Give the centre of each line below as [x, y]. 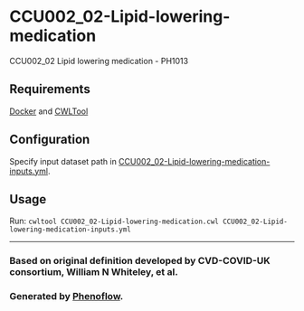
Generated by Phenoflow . [66, 297]
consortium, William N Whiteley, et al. [94, 272]
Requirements [50, 89]
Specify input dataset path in [63, 161]
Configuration [50, 140]
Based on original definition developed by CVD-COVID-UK [140, 261]
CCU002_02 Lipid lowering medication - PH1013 [99, 61]
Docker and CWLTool [49, 111]
